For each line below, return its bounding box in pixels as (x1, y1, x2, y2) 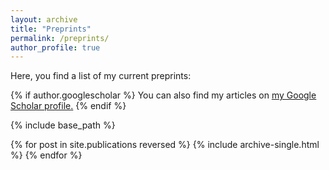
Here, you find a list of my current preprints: (10, 70, 192, 82)
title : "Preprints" (10, 24, 92, 34)
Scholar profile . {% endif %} (10, 100, 127, 112)
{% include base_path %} (10, 119, 116, 131)
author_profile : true (10, 42, 101, 53)
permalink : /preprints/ (10, 33, 110, 43)
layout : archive (10, 14, 78, 25)
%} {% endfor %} (10, 149, 83, 161)
